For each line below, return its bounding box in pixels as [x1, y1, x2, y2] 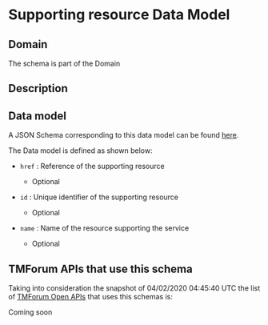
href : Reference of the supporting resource [19, 162, 166, 171]
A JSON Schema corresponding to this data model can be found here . [8, 130, 239, 140]
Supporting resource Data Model [8, 6, 230, 24]
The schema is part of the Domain [8, 58, 121, 68]
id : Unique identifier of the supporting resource [19, 192, 178, 202]
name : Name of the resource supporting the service [19, 223, 190, 233]
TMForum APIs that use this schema [8, 262, 194, 275]
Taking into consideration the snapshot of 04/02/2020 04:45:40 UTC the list [8, 283, 261, 293]
